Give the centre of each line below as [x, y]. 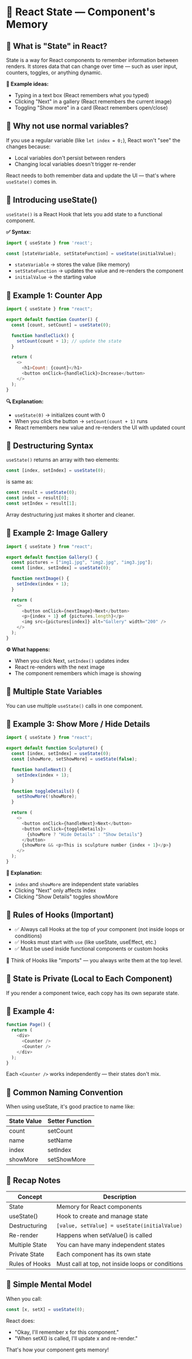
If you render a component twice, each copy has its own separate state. [93, 993]
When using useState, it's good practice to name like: [70, 1106]
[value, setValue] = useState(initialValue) [119, 1226]
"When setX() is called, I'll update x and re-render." [76, 1338]
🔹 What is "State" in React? [57, 46]
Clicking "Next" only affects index [55, 890]
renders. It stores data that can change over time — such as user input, [92, 66]
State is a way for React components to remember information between [92, 60]
